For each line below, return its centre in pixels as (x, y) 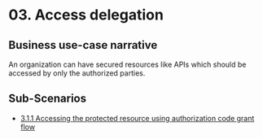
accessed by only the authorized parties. (77, 73)
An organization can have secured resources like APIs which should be (127, 64)
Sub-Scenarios (48, 99)
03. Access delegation (86, 15)
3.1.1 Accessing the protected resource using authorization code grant (137, 118)
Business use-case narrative (83, 45)
